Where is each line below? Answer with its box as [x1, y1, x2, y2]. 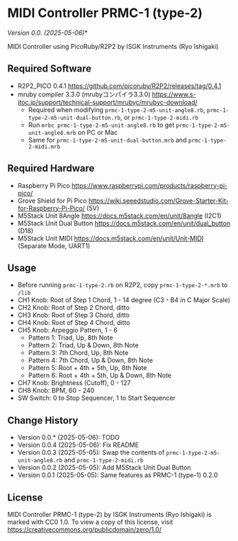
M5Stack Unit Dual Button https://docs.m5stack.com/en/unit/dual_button [17, 218, 231, 228]
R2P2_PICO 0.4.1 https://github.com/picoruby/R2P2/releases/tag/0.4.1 [17, 82, 222, 90]
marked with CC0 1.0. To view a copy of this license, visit [7, 518, 174, 526]
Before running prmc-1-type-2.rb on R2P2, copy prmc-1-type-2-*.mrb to [17, 281, 228, 289]
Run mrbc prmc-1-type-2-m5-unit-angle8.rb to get [28, 121, 175, 129]
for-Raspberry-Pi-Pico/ [17, 203, 85, 212]
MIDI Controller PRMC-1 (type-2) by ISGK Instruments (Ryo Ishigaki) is [7, 511, 212, 518]
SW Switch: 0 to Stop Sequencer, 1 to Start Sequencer [17, 394, 176, 402]
